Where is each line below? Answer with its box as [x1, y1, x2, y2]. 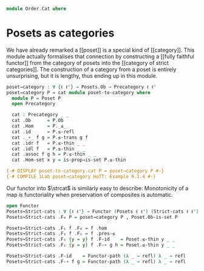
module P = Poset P [12, 95, 61, 101]
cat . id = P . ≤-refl [12, 128, 75, 135]
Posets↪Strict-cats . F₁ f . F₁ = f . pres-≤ [6, 231, 115, 237]
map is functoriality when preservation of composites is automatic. [6, 191, 173, 198]
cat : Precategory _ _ [12, 112, 69, 118]
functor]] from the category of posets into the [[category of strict [6, 59, 169, 66]
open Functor [6, 202, 39, 209]
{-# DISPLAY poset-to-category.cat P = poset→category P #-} [6, 168, 165, 174]
